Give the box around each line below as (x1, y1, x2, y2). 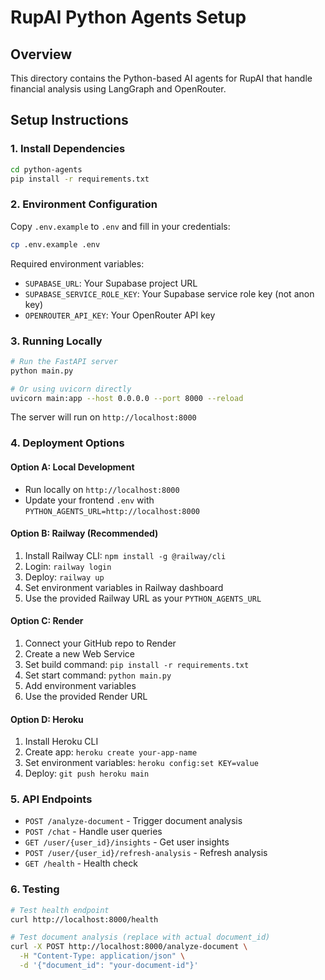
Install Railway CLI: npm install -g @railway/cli (24, 549, 227, 561)
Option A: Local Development (10, 461, 135, 473)
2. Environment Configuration (10, 197, 158, 211)
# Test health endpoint (10, 905, 110, 915)
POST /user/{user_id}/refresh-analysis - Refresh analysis (24, 847, 268, 859)
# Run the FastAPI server (10, 356, 118, 366)
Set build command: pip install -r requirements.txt (24, 658, 250, 670)
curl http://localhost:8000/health (10, 914, 159, 925)
